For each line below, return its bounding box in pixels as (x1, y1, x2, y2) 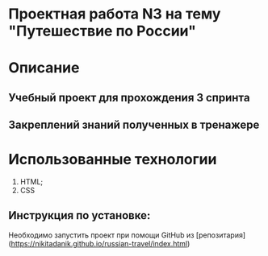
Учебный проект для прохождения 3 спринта (8, 90, 250, 105)
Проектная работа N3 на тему (8, 5, 221, 23)
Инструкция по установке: (8, 209, 151, 222)
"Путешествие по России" (8, 22, 196, 40)
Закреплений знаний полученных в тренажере (8, 118, 260, 132)
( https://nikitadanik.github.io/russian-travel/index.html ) (8, 238, 191, 248)
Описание (8, 59, 80, 77)
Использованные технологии (8, 151, 217, 169)
